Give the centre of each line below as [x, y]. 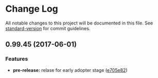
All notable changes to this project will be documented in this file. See [79, 23]
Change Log [32, 9]
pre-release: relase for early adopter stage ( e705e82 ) [70, 70]
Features [17, 59]
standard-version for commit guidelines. [48, 28]
